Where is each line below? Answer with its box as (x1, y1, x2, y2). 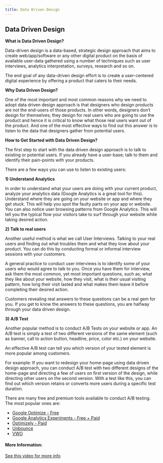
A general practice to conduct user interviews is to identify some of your (5, 261, 150, 267)
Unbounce (12, 425, 34, 431)
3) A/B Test (5, 316, 28, 322)
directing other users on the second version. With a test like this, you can (5, 376, 152, 381)
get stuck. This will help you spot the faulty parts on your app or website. (5, 201, 152, 207)
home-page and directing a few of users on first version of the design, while (5, 370, 158, 376)
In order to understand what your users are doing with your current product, (5, 186, 157, 191)
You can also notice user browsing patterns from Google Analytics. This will (5, 206, 157, 212)
